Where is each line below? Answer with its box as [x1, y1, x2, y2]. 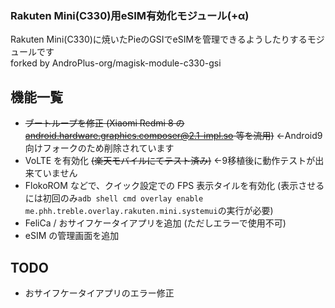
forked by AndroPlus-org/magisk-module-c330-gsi [10, 57, 222, 69]
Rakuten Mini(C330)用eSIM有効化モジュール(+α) [10, 8, 250, 22]
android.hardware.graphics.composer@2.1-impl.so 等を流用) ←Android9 [24, 130, 323, 142]
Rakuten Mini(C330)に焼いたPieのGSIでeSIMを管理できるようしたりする [10, 33, 308, 46]
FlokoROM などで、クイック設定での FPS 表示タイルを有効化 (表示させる [24, 180, 325, 192]
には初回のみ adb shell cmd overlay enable [24, 192, 204, 204]
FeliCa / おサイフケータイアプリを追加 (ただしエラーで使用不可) [24, 217, 287, 229]
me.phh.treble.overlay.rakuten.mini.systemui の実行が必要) [24, 205, 274, 217]
